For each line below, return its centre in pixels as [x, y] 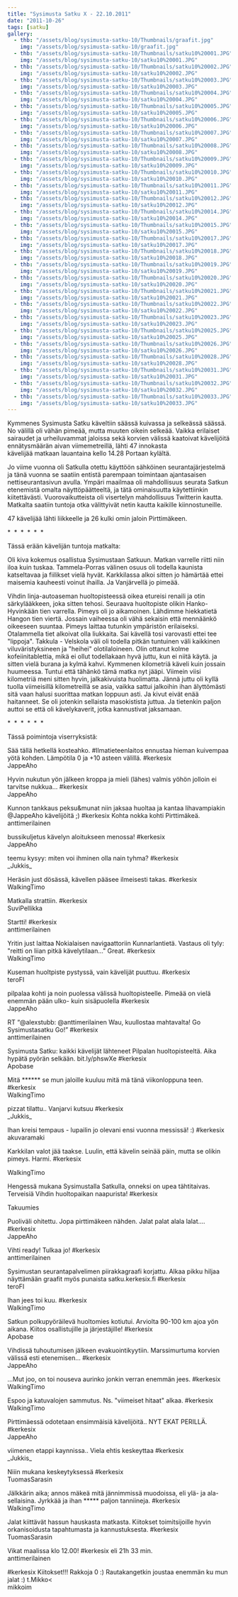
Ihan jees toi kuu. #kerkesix [47, 1300]
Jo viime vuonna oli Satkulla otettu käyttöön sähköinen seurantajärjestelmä [116, 467]
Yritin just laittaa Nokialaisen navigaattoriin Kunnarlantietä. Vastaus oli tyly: [116, 944]
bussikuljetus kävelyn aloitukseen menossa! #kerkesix [86, 837]
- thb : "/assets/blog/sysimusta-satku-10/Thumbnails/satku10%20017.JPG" [123, 238]
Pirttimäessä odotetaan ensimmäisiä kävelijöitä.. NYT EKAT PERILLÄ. [107, 1422]
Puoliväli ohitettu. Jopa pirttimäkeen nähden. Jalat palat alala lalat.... [106, 1222]
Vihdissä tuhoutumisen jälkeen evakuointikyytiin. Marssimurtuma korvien [114, 1350]
